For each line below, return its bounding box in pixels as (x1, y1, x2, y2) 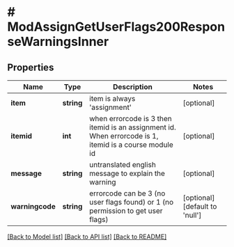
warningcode (10, 202, 56, 211)
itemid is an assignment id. (89, 122, 176, 132)
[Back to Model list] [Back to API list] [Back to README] (7, 232, 167, 241)
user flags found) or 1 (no (89, 198, 174, 207)
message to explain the (89, 168, 166, 178)
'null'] (182, 210, 202, 220)
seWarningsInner (7, 34, 109, 49)
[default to (182, 202, 217, 211)
